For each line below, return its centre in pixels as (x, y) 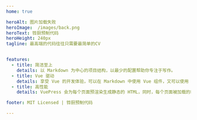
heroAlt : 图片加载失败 (31, 22)
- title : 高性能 (30, 87)
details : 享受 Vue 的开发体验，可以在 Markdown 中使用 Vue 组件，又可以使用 (103, 81)
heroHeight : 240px (28, 39)
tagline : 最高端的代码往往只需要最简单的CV (53, 44)
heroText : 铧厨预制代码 (32, 33)
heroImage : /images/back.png (43, 28)
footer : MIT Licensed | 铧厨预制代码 (50, 103)
